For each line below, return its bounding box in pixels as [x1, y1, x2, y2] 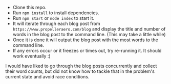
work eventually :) [12, 53, 51, 59]
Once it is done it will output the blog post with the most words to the [12, 37, 159, 43]
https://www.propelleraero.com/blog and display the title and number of [12, 26, 166, 32]
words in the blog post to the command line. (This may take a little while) [12, 32, 166, 37]
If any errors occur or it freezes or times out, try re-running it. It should [12, 48, 162, 53]
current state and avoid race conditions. [5, 74, 90, 79]
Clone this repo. [12, 5, 47, 10]
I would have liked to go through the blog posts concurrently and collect [5, 63, 157, 69]
